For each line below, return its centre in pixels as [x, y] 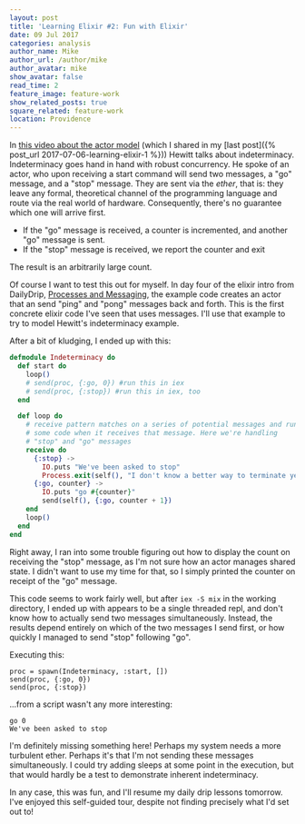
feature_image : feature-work [64, 94]
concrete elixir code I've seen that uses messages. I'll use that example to [148, 313]
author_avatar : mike [49, 69]
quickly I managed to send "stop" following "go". [100, 637]
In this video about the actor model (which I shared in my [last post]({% [143, 145]
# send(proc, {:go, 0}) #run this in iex [105, 382]
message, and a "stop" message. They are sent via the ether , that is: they [147, 184]
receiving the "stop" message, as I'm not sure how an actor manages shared [152, 561]
